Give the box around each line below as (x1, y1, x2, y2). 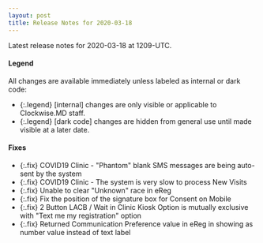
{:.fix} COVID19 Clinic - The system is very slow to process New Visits (19, 177, 247, 186)
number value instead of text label (19, 227, 131, 237)
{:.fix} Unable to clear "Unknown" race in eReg (19, 185, 172, 195)
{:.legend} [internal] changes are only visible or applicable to (19, 99, 217, 109)
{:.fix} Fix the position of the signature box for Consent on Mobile (19, 194, 231, 204)
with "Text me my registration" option (19, 211, 142, 220)
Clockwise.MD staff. (19, 108, 85, 118)
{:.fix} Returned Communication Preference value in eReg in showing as (19, 219, 254, 229)
